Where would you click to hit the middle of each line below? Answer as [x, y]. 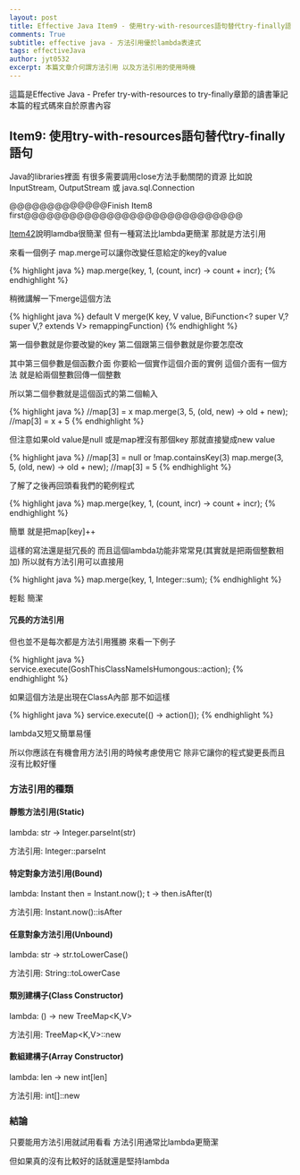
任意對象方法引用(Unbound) [61, 934]
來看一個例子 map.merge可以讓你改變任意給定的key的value [118, 253]
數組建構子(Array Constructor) [67, 1057]
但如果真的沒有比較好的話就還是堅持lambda [89, 1162]
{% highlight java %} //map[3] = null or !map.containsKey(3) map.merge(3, [146, 457]
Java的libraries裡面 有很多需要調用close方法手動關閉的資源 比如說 [131, 176]
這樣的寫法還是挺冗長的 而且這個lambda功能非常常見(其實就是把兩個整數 [143, 550]
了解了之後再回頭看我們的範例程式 [72, 485]
